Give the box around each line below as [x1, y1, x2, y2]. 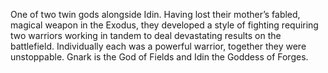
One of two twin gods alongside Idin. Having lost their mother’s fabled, [10, 9, 301, 20]
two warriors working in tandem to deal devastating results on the [10, 30, 282, 41]
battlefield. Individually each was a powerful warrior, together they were [10, 40, 307, 52]
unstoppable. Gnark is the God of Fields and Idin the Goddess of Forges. [10, 51, 309, 63]
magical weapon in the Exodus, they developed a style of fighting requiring [10, 19, 319, 31]
